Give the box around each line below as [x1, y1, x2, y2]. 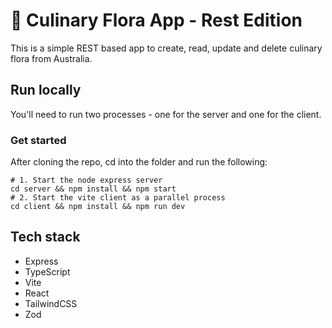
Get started [10, 133, 67, 147]
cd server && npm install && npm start [10, 184, 177, 194]
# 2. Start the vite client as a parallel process [10, 193, 226, 203]
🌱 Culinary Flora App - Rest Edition [10, 9, 303, 32]
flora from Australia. [10, 52, 93, 64]
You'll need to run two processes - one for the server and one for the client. [10, 108, 322, 120]
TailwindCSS [24, 297, 78, 309]
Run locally [10, 82, 82, 99]
